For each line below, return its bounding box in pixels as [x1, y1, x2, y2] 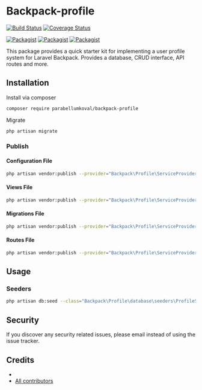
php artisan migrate [6, 128, 58, 134]
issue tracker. [6, 338, 40, 345]
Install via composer [6, 93, 57, 101]
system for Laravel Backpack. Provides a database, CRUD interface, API [6, 54, 185, 61]
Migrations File [6, 210, 44, 218]
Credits [6, 354, 35, 365]
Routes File [6, 236, 35, 244]
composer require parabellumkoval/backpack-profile [6, 105, 138, 112]
